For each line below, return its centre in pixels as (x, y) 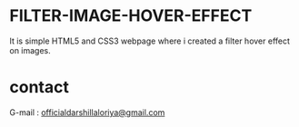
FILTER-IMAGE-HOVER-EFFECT (131, 16)
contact (40, 88)
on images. (30, 50)
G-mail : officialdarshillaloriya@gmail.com (87, 112)
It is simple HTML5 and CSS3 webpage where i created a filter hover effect (150, 41)
